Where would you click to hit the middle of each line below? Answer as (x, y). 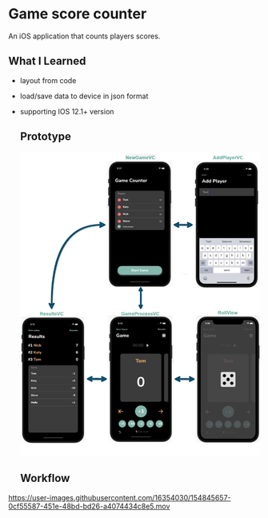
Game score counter (78, 14)
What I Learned (47, 61)
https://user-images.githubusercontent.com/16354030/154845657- (120, 497)
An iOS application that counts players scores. (84, 36)
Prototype (46, 137)
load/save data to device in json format (84, 96)
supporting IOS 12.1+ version (67, 111)
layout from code (48, 80)
